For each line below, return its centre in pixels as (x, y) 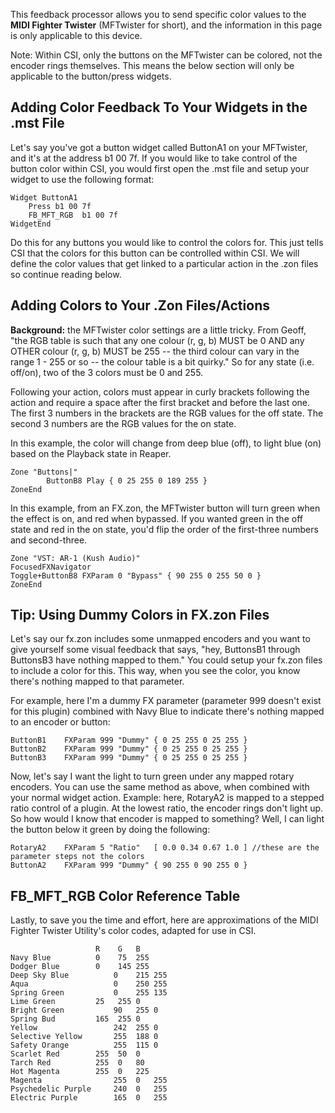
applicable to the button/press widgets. (91, 76)
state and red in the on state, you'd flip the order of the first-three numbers (164, 529)
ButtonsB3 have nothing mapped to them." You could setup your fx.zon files (166, 660)
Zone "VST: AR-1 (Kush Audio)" (75, 558)
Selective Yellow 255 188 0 (84, 1037)
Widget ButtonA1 (44, 197)
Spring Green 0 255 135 (89, 993)
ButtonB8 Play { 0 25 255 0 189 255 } (127, 480)
